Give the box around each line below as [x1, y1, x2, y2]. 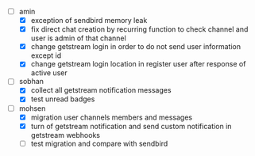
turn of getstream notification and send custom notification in [30, 121, 232, 131]
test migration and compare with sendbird [30, 139, 168, 148]
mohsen [18, 103, 46, 113]
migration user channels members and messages [30, 112, 192, 122]
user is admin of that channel [30, 33, 126, 43]
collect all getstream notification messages [30, 86, 172, 95]
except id [30, 51, 61, 60]
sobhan [18, 77, 44, 86]
